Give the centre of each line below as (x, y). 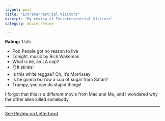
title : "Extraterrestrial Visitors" (42, 14)
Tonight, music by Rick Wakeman (46, 57)
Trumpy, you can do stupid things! (47, 85)
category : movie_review (29, 23)
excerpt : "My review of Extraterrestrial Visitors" (59, 19)
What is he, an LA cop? (36, 61)
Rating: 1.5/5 (18, 42)
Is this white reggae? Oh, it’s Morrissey (51, 74)
